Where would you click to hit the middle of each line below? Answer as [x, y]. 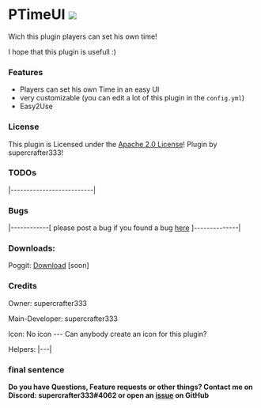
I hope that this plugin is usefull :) [62, 51]
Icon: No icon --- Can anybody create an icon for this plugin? [108, 334]
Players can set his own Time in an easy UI [89, 89]
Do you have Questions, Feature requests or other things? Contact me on [130, 387]
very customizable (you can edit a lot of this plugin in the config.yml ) [132, 98]
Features [26, 72]
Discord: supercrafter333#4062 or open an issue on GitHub [109, 395]
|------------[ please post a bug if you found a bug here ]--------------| [125, 228]
